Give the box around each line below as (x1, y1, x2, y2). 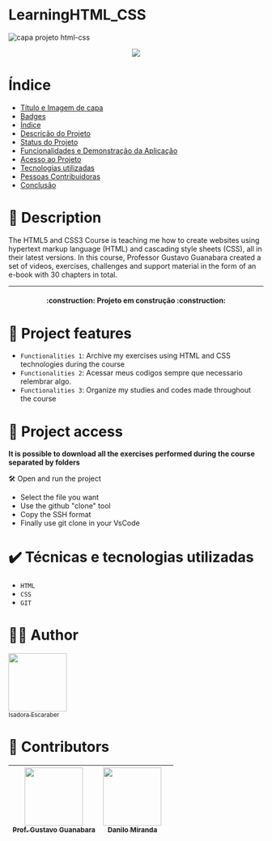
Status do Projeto (19, 137, 79, 147)
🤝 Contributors (8, 738, 110, 756)
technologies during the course (19, 359, 125, 369)
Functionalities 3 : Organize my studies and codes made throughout (19, 385, 252, 395)
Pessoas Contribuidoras (19, 172, 101, 181)
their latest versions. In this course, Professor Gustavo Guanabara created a (8, 253, 261, 262)
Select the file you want (19, 492, 100, 503)
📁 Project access (8, 423, 123, 440)
